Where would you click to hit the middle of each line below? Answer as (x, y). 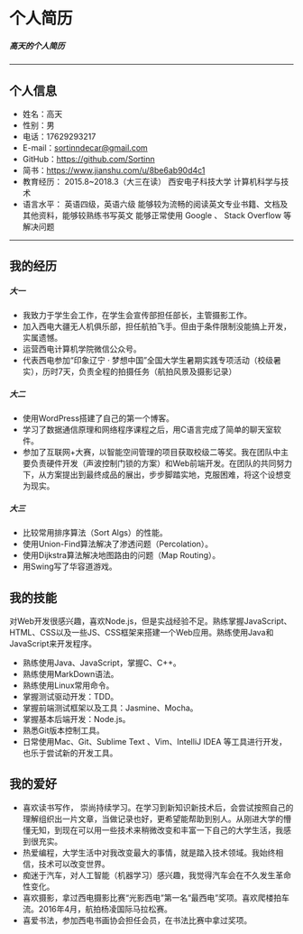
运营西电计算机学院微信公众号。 (82, 349)
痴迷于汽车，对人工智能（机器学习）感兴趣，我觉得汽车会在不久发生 (149, 874)
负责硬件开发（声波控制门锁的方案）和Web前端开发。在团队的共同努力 (161, 463)
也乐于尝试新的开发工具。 (70, 753)
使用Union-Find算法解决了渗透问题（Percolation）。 (118, 544)
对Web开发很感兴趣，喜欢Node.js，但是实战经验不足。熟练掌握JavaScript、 (151, 621)
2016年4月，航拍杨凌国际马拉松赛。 (106, 909)
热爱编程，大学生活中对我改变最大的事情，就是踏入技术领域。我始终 (149, 852)
